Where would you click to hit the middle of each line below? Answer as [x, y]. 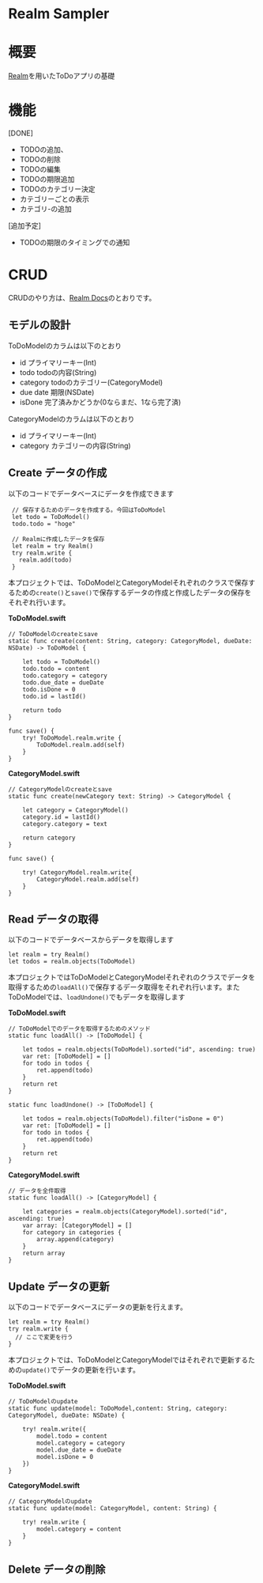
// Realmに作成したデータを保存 [58, 539]
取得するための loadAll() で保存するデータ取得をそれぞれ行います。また [124, 987]
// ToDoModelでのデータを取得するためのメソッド [80, 1029]
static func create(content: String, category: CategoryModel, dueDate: [130, 641]
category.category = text [65, 824]
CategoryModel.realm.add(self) [88, 879]
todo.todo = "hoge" [44, 524]
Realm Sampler [59, 14]
